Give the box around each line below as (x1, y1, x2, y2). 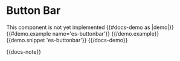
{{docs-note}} (6, 48, 41, 55)
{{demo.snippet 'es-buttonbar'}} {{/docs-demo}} (6, 36, 128, 43)
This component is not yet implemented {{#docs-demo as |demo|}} (6, 24, 174, 31)
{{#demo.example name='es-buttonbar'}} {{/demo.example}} (6, 30, 159, 37)
